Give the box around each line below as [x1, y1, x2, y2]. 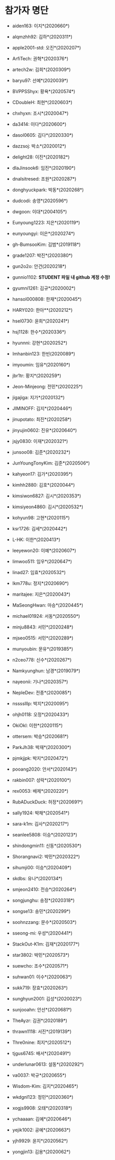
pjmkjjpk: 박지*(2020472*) [12, 755, 68, 761]
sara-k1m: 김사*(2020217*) [12, 820, 69, 827]
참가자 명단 [5, 5, 49, 16]
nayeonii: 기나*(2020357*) [12, 679, 68, 685]
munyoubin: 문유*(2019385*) [12, 646, 73, 652]
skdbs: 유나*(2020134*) [12, 875, 63, 881]
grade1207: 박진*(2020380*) [12, 252, 73, 258]
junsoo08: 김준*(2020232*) [12, 449, 70, 455]
